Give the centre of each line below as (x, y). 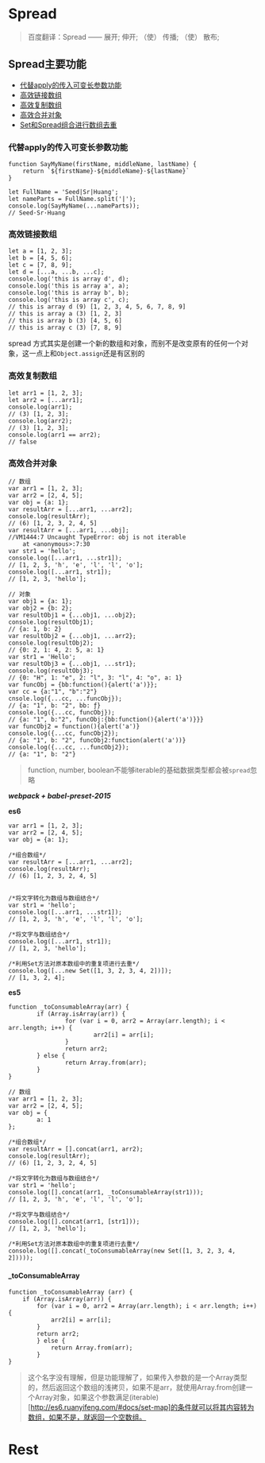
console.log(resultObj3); (51, 671)
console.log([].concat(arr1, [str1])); (74, 1221)
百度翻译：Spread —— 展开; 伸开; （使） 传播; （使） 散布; (123, 37)
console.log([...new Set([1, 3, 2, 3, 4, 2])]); (90, 970)
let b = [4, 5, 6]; (40, 258)
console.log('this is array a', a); (69, 286)
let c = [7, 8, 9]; (40, 265)
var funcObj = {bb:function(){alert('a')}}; (83, 684)
